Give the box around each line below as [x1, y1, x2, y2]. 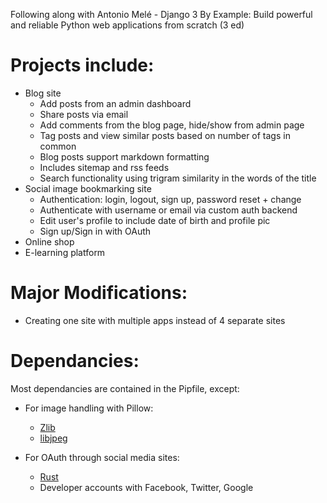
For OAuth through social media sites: [24, 451, 180, 463]
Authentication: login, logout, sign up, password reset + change [39, 193, 302, 205]
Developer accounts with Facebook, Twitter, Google [39, 481, 254, 493]
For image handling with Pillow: [24, 402, 154, 414]
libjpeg [39, 432, 68, 444]
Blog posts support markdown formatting [39, 150, 210, 163]
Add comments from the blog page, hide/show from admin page [39, 119, 305, 131]
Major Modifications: [10, 282, 188, 304]
